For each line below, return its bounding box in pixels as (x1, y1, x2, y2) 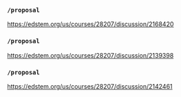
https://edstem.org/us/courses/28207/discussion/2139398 (7, 51, 174, 59)
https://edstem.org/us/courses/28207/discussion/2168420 (7, 20, 174, 28)
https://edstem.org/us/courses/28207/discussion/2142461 (7, 82, 173, 90)
